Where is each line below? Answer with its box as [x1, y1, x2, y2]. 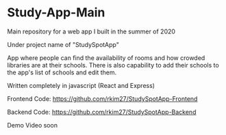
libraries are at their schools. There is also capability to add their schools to [7, 61, 219, 69]
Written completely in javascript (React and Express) [7, 81, 155, 89]
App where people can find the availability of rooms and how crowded [7, 53, 205, 62]
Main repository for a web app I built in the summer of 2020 [7, 27, 176, 35]
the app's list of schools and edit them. [7, 68, 117, 76]
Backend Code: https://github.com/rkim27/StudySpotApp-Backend [7, 108, 197, 116]
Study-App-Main [7, 5, 105, 20]
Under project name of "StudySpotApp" [7, 40, 120, 48]
